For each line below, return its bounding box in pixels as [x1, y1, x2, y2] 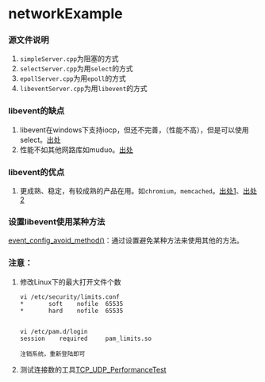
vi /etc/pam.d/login [19, 327, 88, 335]
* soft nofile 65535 [19, 300, 124, 308]
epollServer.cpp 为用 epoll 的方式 [19, 74, 126, 83]
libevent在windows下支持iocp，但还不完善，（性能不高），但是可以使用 [19, 124, 249, 135]
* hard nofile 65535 [19, 307, 124, 315]
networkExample [8, 5, 123, 23]
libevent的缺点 [8, 105, 65, 117]
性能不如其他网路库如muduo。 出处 [19, 144, 133, 155]
